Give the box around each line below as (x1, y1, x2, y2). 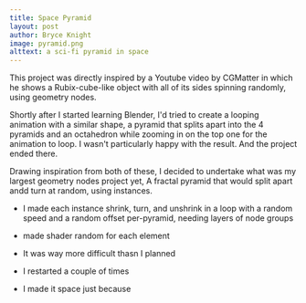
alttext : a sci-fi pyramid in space (9, 47, 149, 57)
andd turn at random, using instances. (9, 185, 153, 196)
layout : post (9, 22, 59, 31)
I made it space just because (22, 284, 132, 295)
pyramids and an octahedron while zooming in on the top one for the (9, 129, 268, 140)
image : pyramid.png (9, 38, 84, 48)
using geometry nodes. (9, 92, 98, 103)
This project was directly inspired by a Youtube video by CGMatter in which (9, 72, 294, 83)
